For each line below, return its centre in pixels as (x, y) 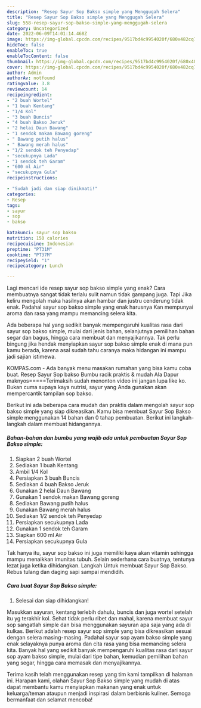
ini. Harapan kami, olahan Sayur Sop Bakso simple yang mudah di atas (93, 681)
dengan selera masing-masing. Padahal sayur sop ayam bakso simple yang (100, 638)
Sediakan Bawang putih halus (52, 504)
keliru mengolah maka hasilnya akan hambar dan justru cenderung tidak (95, 301)
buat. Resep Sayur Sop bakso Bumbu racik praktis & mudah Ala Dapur (93, 375)
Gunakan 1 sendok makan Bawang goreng (67, 497)
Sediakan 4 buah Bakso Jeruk (52, 485)
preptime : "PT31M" (30, 249)
